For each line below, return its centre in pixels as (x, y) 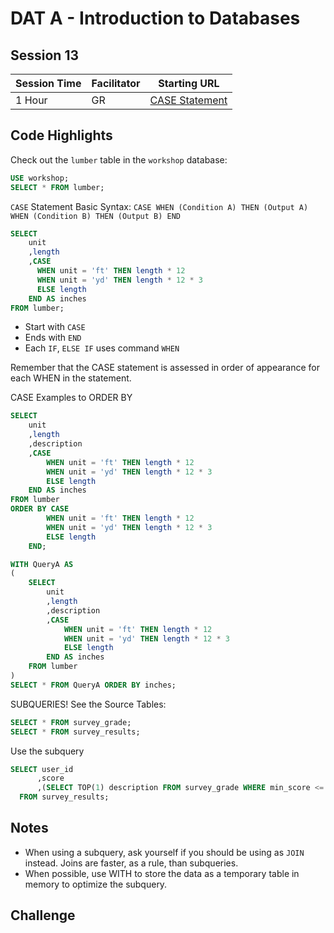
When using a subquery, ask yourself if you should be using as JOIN (164, 852)
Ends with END (53, 338)
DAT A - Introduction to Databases (155, 18)
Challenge (43, 915)
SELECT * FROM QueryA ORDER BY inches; (93, 685)
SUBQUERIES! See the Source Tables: (88, 704)
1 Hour (31, 100)
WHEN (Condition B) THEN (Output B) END (96, 216)
